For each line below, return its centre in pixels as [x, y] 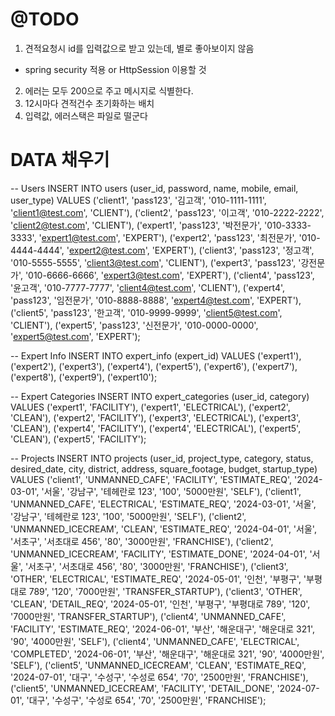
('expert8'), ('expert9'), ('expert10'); [84, 377]
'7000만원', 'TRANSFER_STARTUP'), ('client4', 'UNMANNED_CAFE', [148, 616]
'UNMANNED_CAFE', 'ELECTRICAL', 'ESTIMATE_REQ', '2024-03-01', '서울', [163, 504]
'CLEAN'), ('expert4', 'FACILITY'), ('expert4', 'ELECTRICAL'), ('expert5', [156, 428]
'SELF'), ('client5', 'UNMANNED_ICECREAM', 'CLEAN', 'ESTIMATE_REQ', [158, 665]
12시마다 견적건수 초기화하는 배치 [89, 103]
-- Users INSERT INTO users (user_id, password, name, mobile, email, [154, 188]
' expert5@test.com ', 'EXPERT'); [75, 336]
